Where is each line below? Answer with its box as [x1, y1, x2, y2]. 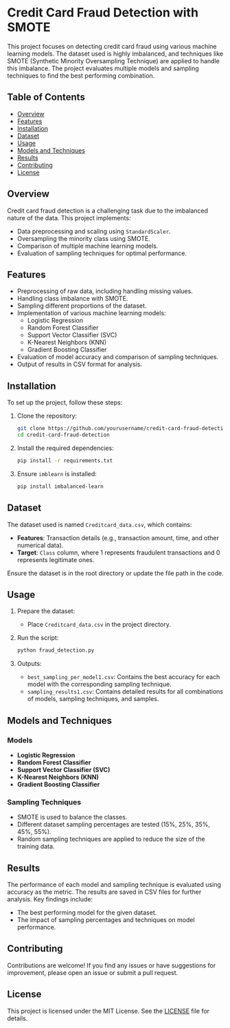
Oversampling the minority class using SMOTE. [16, 234, 151, 242]
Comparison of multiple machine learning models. [16, 242, 159, 250]
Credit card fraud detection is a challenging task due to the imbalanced [7, 206, 208, 215]
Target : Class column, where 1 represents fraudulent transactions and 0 [16, 548, 220, 557]
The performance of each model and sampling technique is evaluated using [7, 880, 222, 888]
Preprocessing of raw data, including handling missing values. [16, 287, 194, 295]
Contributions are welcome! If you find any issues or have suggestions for [7, 961, 216, 970]
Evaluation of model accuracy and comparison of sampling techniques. [16, 353, 218, 361]
